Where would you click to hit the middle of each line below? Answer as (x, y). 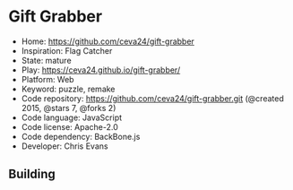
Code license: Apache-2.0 (69, 126)
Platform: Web (47, 79)
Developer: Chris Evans (65, 146)
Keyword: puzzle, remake (68, 89)
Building (32, 174)
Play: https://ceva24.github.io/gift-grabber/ (101, 70)
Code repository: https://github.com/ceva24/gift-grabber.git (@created (152, 98)
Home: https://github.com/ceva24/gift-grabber (108, 41)
